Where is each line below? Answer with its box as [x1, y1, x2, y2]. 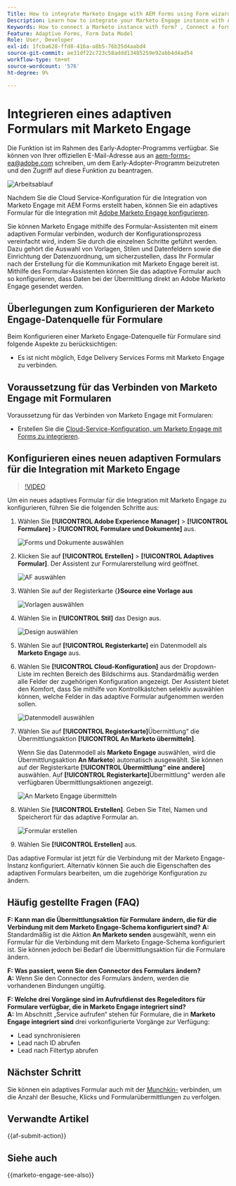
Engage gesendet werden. [7, 282, 84, 291]
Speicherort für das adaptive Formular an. [17, 813, 139, 821]
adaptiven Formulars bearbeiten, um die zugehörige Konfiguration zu [7, 868, 207, 877]
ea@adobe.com [7, 159, 53, 168]
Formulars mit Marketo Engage [7, 120, 191, 137]
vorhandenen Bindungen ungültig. [7, 981, 106, 990]
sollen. [17, 699, 37, 708]
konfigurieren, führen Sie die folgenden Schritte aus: [7, 503, 159, 511]
